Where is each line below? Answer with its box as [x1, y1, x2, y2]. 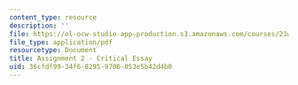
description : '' [9, 21, 69, 30]
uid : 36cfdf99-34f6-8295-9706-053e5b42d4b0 [9, 63, 173, 72]
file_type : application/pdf [9, 37, 114, 47]
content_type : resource [9, 12, 98, 22]
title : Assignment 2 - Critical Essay [9, 54, 153, 63]
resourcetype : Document [9, 46, 98, 55]
